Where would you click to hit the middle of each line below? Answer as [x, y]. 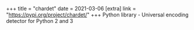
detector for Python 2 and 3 [40, 21]
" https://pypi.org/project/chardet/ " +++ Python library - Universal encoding [98, 15]
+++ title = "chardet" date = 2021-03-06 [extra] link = [71, 9]
